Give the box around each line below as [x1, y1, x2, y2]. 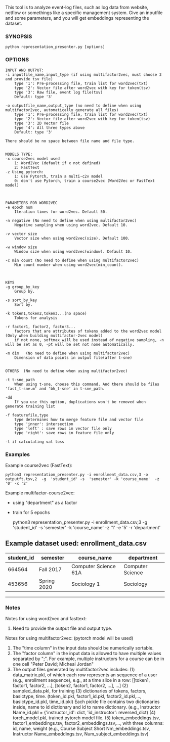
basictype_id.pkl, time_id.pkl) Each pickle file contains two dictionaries [12, 699, 160, 705]
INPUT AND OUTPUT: [5, 68, 44, 73]
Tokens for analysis [14, 315, 58, 320]
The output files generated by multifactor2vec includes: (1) [12, 667, 135, 672]
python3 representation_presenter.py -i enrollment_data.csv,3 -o [5, 472, 148, 477]
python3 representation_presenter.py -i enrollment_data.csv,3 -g [12, 519, 148, 525]
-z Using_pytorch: [5, 169, 44, 174]
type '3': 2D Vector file [14, 121, 69, 126]
